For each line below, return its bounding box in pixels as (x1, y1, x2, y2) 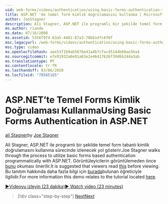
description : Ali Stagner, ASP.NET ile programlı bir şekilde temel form (5, 21, 162, 27)
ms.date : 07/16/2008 (5, 31, 48, 36)
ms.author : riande (5, 26, 43, 31)
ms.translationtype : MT (5, 59, 55, 64)
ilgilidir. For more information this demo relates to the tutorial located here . (5, 173, 156, 179)
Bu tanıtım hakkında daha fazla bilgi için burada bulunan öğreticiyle (5, 168, 142, 174)
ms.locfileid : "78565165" (5, 73, 59, 78)
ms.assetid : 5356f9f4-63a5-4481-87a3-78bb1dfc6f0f (5, 36, 113, 41)
